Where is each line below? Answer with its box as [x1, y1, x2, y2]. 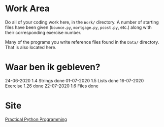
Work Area [5, 3, 50, 14]
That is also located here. [5, 44, 57, 50]
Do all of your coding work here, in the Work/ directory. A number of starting [5, 19, 159, 25]
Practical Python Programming [5, 116, 67, 122]
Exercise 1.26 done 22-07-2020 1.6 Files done [5, 83, 98, 89]
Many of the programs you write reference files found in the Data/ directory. [5, 39, 159, 45]
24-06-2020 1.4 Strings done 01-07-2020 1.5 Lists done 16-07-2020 [5, 77, 144, 83]
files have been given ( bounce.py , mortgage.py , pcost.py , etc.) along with [5, 24, 152, 30]
